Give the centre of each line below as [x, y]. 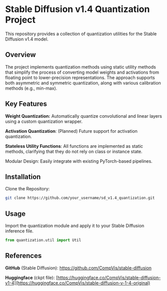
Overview [21, 55]
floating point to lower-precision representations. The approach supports [80, 77]
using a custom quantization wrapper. [44, 121]
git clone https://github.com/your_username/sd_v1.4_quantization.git [80, 198]
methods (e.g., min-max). [31, 88]
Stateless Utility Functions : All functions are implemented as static [74, 146]
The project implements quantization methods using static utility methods [81, 67]
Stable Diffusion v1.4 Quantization [78, 9]
